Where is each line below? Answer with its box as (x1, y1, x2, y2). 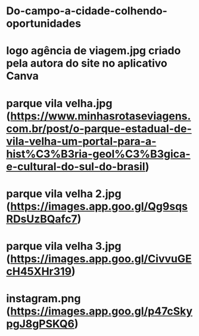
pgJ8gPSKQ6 (6, 317, 75, 331)
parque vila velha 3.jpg (6, 239, 122, 253)
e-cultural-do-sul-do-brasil (6, 159, 146, 173)
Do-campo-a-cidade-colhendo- (6, 4, 168, 18)
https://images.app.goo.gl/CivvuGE (10, 252, 192, 265)
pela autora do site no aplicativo (6, 56, 168, 70)
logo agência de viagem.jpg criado (6, 44, 181, 58)
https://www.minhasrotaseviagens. (10, 109, 191, 123)
